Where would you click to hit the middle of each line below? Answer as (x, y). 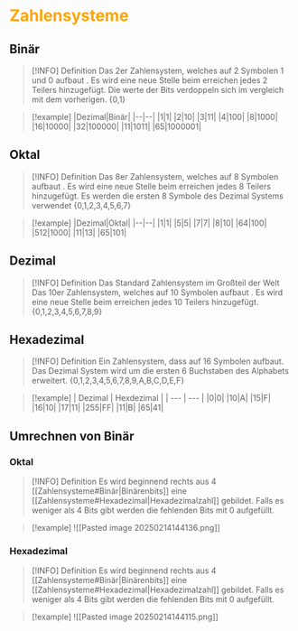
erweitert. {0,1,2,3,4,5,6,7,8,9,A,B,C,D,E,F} (108, 381)
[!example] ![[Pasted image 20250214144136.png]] (126, 528)
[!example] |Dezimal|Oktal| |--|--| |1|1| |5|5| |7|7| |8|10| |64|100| (149, 223)
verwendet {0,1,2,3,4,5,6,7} (81, 205)
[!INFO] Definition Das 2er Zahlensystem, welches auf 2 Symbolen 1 (158, 70)
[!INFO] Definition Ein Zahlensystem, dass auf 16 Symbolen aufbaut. (158, 361)
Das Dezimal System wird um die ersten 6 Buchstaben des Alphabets (160, 371)
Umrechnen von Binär (72, 436)
